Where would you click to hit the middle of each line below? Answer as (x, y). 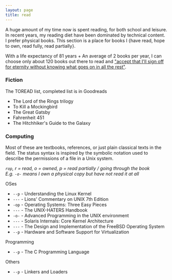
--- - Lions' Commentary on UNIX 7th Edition (61, 199)
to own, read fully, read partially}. (41, 46)
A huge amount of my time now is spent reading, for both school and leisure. (86, 29)
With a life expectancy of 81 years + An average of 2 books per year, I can (83, 56)
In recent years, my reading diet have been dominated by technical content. (85, 35)
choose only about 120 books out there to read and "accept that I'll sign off (85, 61)
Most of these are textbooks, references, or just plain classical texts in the (83, 147)
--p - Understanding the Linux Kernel (52, 194)
